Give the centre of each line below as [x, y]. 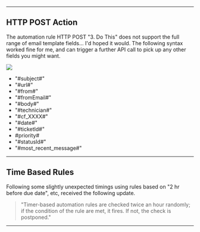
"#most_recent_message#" [48, 148]
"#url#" [24, 84]
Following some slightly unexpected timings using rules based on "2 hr [93, 186]
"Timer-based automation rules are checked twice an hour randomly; [105, 204]
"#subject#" [29, 79]
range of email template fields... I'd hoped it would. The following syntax [95, 43]
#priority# [27, 135]
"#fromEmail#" [33, 97]
